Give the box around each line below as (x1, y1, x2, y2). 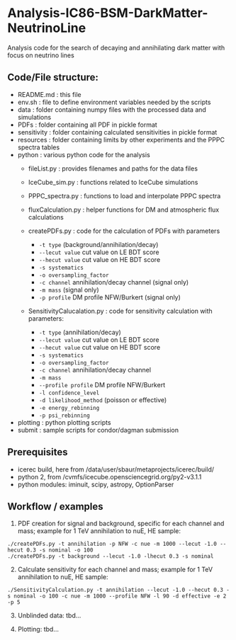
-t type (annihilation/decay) (38, 328, 122, 336)
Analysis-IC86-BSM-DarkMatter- (7, 5, 208, 21)
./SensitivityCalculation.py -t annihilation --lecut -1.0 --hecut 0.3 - (7, 586, 230, 594)
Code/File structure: (7, 72, 99, 84)
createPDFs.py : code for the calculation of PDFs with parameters (28, 227, 220, 235)
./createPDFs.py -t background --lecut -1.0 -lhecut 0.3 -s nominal (7, 553, 214, 560)
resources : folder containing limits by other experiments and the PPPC (17, 135, 225, 144)
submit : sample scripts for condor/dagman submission (17, 425, 179, 434)
